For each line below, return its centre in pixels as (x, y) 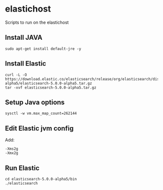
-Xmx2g (12, 153)
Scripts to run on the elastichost (37, 22)
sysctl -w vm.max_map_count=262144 (41, 113)
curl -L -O (16, 75)
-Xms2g (12, 149)
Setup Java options (35, 102)
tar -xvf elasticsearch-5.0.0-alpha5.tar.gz (51, 87)
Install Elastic (26, 64)
